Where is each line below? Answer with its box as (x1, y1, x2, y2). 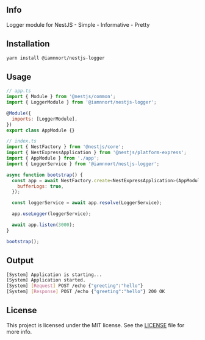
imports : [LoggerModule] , (12, 116, 78, 122)
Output (6, 255, 34, 266)
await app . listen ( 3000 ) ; (12, 222, 75, 228)
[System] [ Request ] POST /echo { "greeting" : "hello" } (6, 283, 143, 289)
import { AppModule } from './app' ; (6, 155, 99, 161)
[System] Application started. (6, 277, 86, 283)
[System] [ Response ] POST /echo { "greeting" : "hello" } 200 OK (6, 289, 165, 295)
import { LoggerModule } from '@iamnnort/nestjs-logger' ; (6, 99, 157, 105)
